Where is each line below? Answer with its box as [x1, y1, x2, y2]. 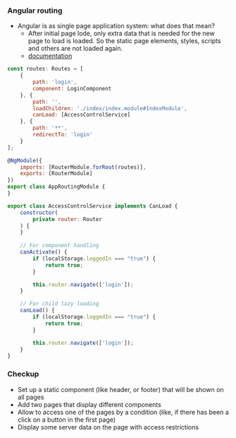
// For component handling [20, 242, 99, 249]
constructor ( [20, 209, 58, 216]
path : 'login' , [32, 78, 77, 86]
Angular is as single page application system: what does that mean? [17, 22, 215, 30]
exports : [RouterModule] [20, 170, 93, 177]
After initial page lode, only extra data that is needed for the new [27, 29, 215, 37]
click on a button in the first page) [17, 415, 116, 424]
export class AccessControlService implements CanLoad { [7, 202, 178, 210]
